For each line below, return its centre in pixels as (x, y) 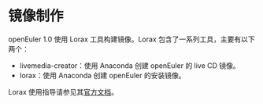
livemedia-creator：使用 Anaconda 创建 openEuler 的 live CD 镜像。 (130, 65)
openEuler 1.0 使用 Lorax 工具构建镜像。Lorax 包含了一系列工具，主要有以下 (131, 39)
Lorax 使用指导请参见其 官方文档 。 (63, 91)
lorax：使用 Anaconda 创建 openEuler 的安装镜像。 (102, 75)
